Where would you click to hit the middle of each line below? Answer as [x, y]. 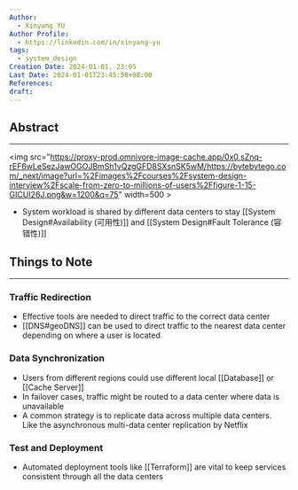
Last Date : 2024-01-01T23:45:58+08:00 [81, 75]
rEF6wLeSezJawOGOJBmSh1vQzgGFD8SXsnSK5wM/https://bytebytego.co [148, 167]
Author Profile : [39, 34]
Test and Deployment [56, 447]
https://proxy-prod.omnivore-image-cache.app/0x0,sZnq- [157, 157]
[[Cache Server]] [53, 387]
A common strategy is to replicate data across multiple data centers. [147, 415]
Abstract [34, 127]
